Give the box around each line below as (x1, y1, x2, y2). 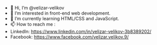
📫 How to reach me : (10, 21, 56, 27)
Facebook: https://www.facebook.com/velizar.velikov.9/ (10, 34, 129, 40)
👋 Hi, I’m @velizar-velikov (10, 5, 64, 11)
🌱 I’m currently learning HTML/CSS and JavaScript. (10, 16, 119, 21)
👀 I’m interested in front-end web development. (10, 10, 111, 16)
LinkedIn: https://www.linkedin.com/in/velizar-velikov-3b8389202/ (10, 28, 152, 34)
